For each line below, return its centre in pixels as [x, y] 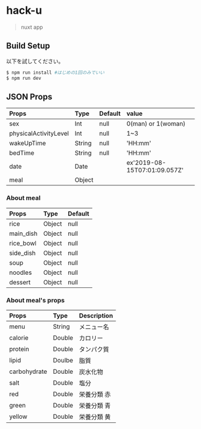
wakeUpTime [28, 143]
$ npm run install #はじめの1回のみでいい [55, 73]
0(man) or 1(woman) [156, 124]
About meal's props [35, 300]
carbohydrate [28, 371]
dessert [20, 282]
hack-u [24, 10]
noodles [21, 272]
